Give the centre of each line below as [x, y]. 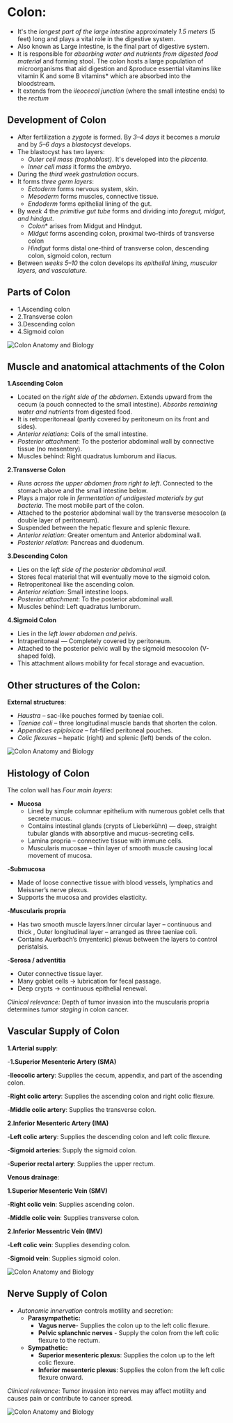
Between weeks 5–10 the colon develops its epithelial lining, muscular [117, 263]
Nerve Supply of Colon [57, 1294]
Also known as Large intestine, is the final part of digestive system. [113, 46]
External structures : [37, 702]
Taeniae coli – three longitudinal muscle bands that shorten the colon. [117, 723]
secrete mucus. [50, 818]
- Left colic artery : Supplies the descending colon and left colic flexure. [109, 1136]
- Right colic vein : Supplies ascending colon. [71, 1204]
